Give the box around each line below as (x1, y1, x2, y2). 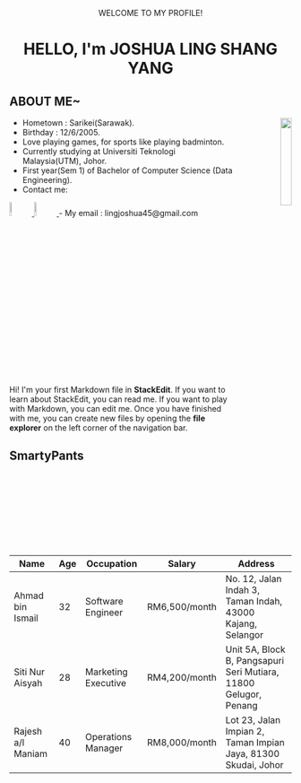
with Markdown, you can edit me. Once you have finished (9, 404, 222, 413)
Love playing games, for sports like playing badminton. (21, 136, 225, 147)
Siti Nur (13, 666, 46, 678)
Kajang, (225, 618, 258, 630)
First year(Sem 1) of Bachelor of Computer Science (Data (21, 165, 233, 176)
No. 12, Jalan (225, 573, 282, 585)
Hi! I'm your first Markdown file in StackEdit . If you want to (9, 385, 226, 395)
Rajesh (13, 726, 43, 737)
